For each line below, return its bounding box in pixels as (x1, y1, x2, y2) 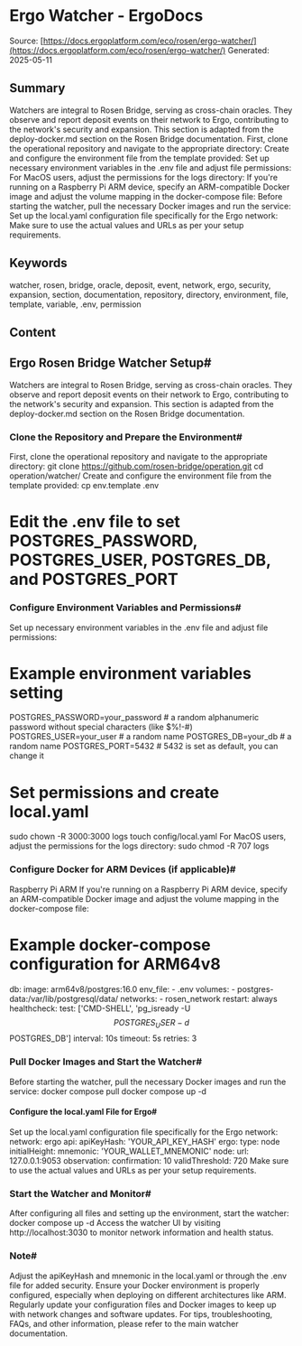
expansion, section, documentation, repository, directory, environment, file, (9, 289, 288, 300)
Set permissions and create (9, 782, 219, 803)
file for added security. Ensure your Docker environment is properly (9, 1279, 260, 1291)
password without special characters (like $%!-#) (9, 721, 194, 732)
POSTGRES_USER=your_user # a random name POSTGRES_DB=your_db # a (9, 731, 292, 742)
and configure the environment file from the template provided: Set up (9, 153, 270, 163)
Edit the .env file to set (9, 512, 180, 533)
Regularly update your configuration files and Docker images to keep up (9, 1299, 277, 1310)
